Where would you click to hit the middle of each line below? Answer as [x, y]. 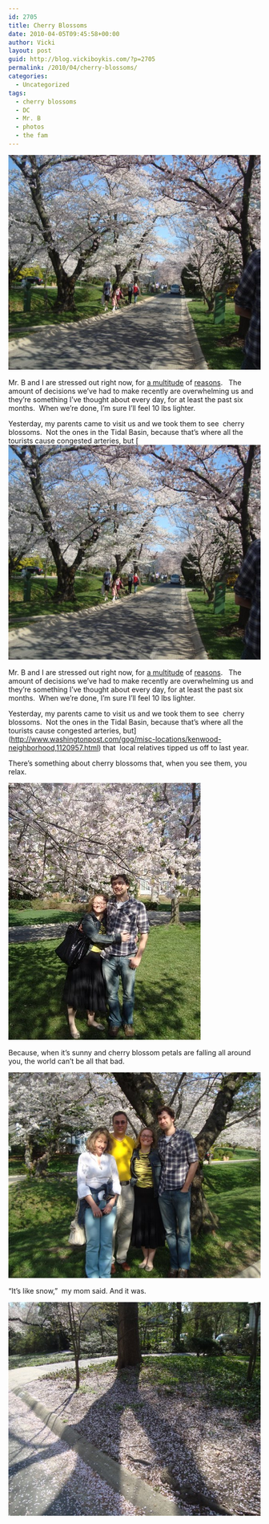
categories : [28, 76]
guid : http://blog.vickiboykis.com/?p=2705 [82, 59]
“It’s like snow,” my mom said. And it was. [77, 1290]
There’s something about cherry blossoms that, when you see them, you [128, 763]
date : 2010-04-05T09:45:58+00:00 [64, 34]
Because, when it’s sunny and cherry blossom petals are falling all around [130, 1052]
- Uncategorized [42, 84]
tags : [17, 93]
